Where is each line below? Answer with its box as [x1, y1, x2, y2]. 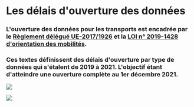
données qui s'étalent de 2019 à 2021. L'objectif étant [6, 63, 162, 71]
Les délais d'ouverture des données [6, 4, 186, 18]
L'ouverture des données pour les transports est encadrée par [6, 25, 188, 34]
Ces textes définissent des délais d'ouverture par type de [6, 56, 175, 64]
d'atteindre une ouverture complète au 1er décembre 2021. [6, 71, 179, 79]
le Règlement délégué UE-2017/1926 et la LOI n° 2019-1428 [6, 32, 179, 41]
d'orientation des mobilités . [6, 40, 87, 48]
